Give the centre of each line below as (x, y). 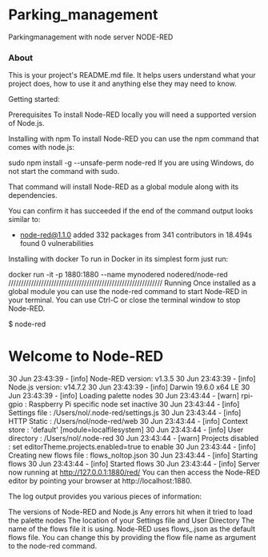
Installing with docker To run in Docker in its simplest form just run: (118, 259)
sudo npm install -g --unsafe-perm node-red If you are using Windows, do (131, 163)
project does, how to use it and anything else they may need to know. (123, 84)
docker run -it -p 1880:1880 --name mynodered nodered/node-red (118, 275)
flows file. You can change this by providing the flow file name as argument (132, 538)
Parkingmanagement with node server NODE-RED (91, 37)
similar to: (24, 220)
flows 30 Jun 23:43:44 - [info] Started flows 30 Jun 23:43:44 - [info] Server (134, 464)
